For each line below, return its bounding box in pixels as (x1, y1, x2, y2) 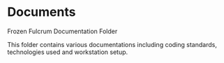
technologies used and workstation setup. (7, 48, 128, 56)
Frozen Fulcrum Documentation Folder (7, 27, 118, 35)
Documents (7, 4, 76, 20)
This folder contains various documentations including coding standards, (7, 40, 218, 48)
